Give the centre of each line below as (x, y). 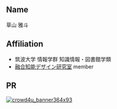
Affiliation (25, 44)
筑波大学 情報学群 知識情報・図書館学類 (63, 59)
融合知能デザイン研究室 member (54, 66)
